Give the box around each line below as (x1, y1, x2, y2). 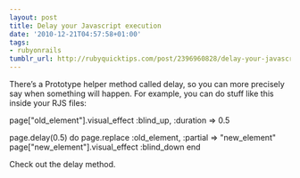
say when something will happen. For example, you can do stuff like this (9, 88, 274, 99)
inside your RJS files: (9, 98, 87, 108)
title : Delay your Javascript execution (9, 21, 162, 30)
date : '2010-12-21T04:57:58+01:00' (9, 29, 142, 38)
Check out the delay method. (9, 159, 116, 169)
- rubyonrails (9, 46, 62, 55)
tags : (9, 37, 29, 47)
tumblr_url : (9, 54, 54, 63)
